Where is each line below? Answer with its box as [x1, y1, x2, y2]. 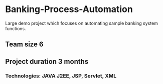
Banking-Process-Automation [5, 4, 133, 15]
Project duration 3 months [5, 57, 89, 66]
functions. [5, 25, 26, 31]
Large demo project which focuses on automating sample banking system [5, 20, 158, 26]
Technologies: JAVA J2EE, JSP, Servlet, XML [5, 72, 117, 79]
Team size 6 [5, 40, 44, 49]
